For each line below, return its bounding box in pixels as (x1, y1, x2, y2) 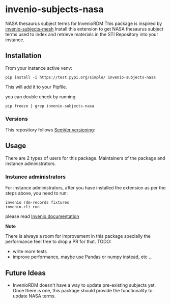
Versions (5, 115, 28, 122)
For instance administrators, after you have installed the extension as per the (5, 185, 166, 191)
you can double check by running (5, 93, 76, 100)
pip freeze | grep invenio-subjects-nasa (5, 103, 95, 108)
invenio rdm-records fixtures (5, 200, 70, 205)
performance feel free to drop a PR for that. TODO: (5, 238, 112, 245)
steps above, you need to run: (5, 190, 68, 197)
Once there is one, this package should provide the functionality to (12, 287, 153, 293)
